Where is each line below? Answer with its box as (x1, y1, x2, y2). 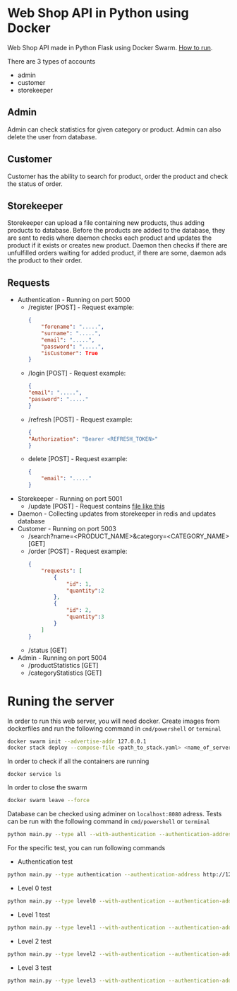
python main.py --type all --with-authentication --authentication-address (7, 831, 235, 838)
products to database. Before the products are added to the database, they (7, 226, 226, 235)
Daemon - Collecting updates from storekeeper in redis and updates (17, 509, 217, 518)
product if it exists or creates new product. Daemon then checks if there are (7, 241, 228, 250)
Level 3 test (17, 963, 51, 972)
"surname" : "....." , (41, 330, 102, 337)
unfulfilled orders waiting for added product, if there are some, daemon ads (7, 249, 227, 257)
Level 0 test (17, 883, 52, 892)
